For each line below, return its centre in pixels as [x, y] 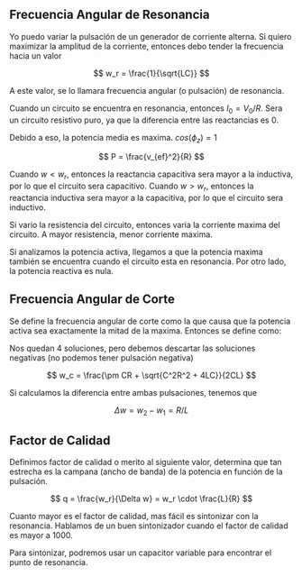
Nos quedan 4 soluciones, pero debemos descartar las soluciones [133, 348]
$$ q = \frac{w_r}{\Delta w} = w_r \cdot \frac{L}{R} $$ [151, 498]
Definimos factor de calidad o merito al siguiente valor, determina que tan [146, 462]
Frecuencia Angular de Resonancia [110, 15]
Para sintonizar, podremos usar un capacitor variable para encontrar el [141, 553]
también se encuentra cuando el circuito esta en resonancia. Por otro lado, [148, 261]
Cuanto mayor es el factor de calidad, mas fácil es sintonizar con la [134, 517]
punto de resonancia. [49, 562]
